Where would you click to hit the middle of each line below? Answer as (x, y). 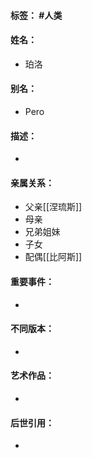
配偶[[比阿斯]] (53, 257)
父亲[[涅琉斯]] (53, 207)
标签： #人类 (36, 15)
